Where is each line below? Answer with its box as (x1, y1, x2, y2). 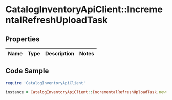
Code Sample (5, 67, 49, 76)
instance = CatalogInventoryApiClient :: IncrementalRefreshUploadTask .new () (5, 89, 170, 95)
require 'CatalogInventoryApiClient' (5, 80, 86, 85)
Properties (5, 35, 40, 43)
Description (45, 50, 74, 57)
